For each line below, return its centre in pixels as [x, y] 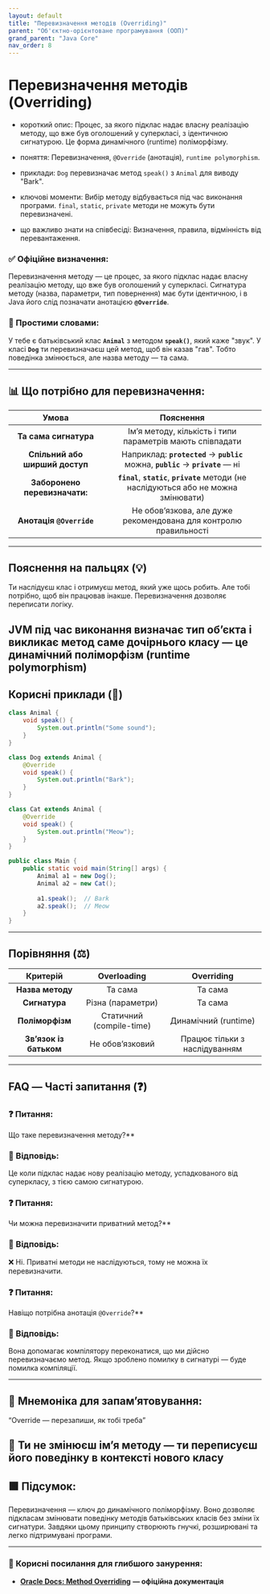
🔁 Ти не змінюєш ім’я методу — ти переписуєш [133, 1446]
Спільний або [55, 455]
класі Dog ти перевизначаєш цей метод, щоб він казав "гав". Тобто [122, 349]
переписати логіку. [41, 604]
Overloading [122, 976]
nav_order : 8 [30, 46]
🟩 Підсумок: [42, 1486]
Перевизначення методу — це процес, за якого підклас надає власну [128, 276]
